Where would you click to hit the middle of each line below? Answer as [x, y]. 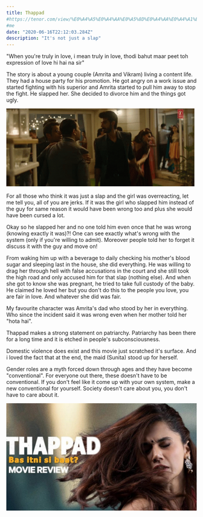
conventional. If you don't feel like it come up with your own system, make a [101, 382]
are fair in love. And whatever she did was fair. [64, 297]
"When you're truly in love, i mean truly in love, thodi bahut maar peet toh [97, 56]
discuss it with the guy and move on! [52, 246]
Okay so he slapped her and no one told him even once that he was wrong [99, 227]
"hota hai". [19, 321]
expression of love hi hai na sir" [45, 63]
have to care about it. [33, 395]
